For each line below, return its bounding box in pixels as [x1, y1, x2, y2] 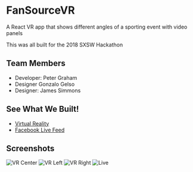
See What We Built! [6, 104, 79, 114]
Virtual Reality [14, 120, 49, 127]
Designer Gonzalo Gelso [14, 80, 75, 87]
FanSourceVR [6, 4, 76, 17]
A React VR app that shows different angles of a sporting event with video [6, 23, 188, 30]
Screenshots [6, 143, 55, 154]
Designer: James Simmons [14, 87, 81, 94]
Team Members [6, 58, 66, 68]
